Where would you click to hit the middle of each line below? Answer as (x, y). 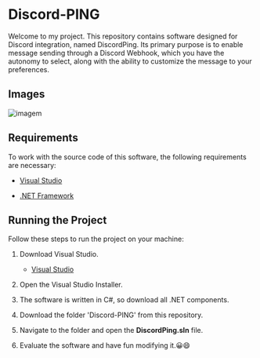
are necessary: (32, 165)
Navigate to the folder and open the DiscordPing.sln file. (111, 331)
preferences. (29, 69)
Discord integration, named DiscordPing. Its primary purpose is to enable (126, 44)
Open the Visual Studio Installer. (71, 285)
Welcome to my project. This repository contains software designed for (123, 36)
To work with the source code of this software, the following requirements (127, 157)
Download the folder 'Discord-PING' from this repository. (111, 315)
